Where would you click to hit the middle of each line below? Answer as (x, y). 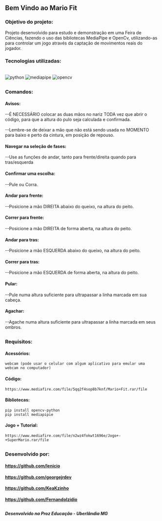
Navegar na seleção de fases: (36, 146)
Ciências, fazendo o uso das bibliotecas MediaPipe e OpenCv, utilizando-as (81, 38)
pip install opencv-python (32, 410)
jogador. (13, 48)
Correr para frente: (25, 217)
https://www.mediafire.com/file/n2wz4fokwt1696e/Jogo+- (63, 436)
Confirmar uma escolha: (30, 174)
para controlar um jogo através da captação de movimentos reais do (74, 43)
